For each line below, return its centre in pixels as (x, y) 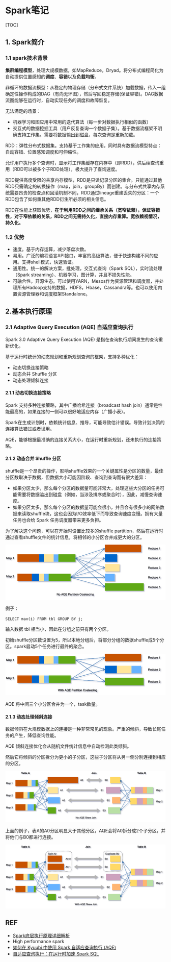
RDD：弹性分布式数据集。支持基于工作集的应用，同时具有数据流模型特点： (83, 145)
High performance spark (38, 942)
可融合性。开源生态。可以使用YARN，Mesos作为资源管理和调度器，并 (86, 281)
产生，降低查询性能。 (36, 735)
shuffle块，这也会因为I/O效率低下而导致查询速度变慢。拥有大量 (96, 514)
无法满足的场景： (23, 111)
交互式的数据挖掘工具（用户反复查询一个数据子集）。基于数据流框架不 (85, 128)
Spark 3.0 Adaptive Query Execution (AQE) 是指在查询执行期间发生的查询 (82, 339)
